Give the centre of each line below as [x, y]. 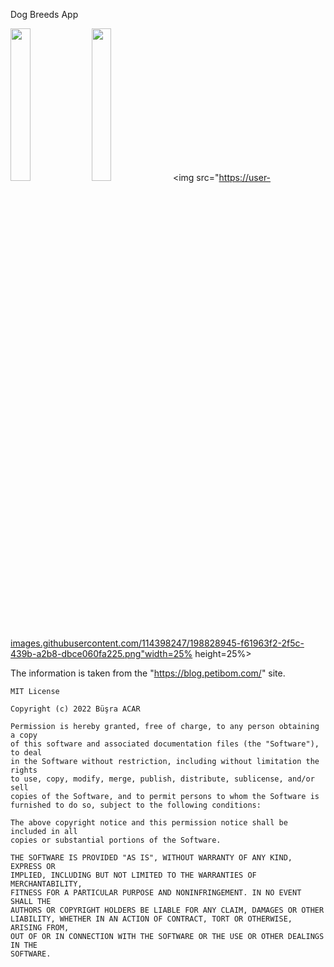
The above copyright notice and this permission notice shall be [149, 823]
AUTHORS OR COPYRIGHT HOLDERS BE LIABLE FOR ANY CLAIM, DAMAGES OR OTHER [167, 910]
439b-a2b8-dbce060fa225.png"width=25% [101, 653]
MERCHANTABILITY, [46, 884]
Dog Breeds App [44, 14]
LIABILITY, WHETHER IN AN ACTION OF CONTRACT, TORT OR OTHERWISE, [151, 919]
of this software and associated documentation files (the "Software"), [165, 744]
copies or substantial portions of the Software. [116, 840]
